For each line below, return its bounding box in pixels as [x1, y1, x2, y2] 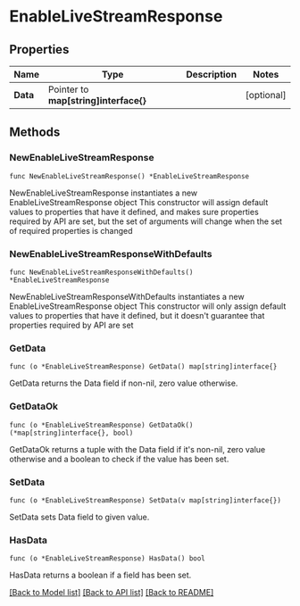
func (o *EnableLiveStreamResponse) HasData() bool [9, 554, 205, 563]
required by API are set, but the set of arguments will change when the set [9, 216, 283, 227]
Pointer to [47, 83, 89, 95]
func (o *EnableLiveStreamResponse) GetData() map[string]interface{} [9, 362, 278, 371]
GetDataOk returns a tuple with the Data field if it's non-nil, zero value [9, 444, 266, 454]
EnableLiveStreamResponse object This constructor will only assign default [9, 301, 287, 311]
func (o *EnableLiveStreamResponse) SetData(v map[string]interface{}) [9, 495, 281, 505]
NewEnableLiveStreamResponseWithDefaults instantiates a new [9, 291, 245, 302]
